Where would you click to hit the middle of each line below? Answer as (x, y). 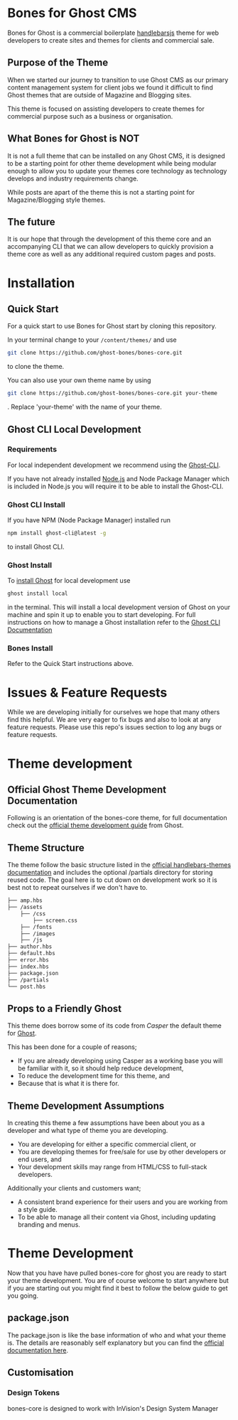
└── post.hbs (27, 986)
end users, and (39, 1159)
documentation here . (38, 1350)
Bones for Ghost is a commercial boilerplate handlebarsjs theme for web (113, 33)
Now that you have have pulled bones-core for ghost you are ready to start (117, 1273)
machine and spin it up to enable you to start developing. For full (102, 615)
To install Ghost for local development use (69, 581)
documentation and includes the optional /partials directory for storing (110, 873)
